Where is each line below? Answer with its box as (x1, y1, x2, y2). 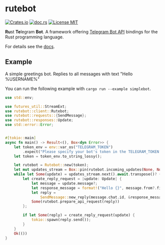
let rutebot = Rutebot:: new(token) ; (14, 163, 89, 168)
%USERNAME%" (5, 76, 40, 82)
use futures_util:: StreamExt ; (5, 104, 67, 109)
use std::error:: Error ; (5, 122, 54, 127)
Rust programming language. (5, 34, 64, 40)
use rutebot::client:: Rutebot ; (5, 109, 69, 114)
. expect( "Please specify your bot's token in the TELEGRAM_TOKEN (23, 149, 160, 154)
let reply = (31, 190, 56, 195)
